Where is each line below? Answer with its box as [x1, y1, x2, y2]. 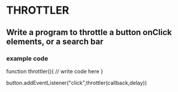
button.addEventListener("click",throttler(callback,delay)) [6, 79, 147, 86]
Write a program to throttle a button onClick [6, 27, 172, 37]
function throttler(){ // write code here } [6, 68, 104, 75]
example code [6, 54, 49, 62]
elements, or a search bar [6, 36, 104, 46]
